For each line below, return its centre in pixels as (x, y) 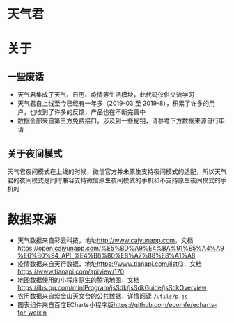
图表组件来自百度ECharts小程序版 (65, 304)
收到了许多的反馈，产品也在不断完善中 (91, 112)
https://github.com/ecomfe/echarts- (165, 304)
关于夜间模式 (35, 153)
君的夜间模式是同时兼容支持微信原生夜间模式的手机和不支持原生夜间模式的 (114, 180)
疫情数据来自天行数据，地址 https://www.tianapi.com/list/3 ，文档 (109, 263)
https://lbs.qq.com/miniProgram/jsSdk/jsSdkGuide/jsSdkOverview (112, 287)
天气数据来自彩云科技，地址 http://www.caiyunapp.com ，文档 (105, 240)
